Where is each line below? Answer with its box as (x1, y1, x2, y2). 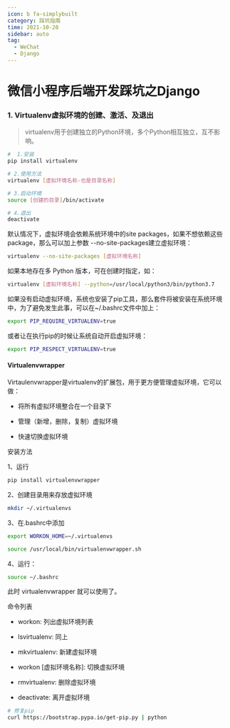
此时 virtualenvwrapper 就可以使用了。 (7, 587, 121, 596)
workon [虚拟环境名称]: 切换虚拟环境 (17, 663, 125, 672)
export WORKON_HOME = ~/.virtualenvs (7, 532, 113, 540)
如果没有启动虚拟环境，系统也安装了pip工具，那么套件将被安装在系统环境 (7, 295, 223, 303)
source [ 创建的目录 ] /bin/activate (7, 197, 105, 204)
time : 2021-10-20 (7, 24, 59, 31)
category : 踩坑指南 (7, 17, 61, 24)
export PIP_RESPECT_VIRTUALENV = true (7, 345, 116, 353)
